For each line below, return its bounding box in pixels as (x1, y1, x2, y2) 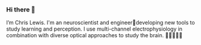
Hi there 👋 (6, 5, 36, 14)
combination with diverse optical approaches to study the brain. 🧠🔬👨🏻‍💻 (6, 32, 183, 39)
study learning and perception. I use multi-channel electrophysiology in (6, 25, 183, 32)
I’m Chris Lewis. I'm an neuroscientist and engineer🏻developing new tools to (6, 19, 195, 26)
